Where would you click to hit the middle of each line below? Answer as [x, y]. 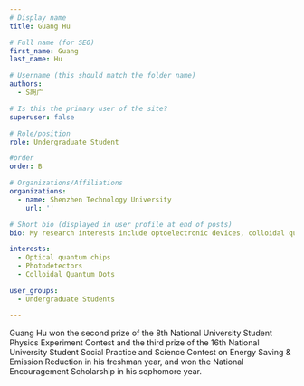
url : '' [40, 208]
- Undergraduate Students [66, 299]
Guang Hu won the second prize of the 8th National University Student [141, 333]
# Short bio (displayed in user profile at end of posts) [121, 224]
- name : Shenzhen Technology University [95, 200]
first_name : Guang [44, 51]
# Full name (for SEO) [52, 42]
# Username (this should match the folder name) [103, 76]
